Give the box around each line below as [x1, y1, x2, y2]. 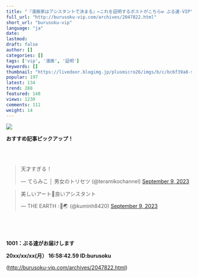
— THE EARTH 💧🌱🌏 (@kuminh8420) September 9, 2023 [20, 203, 158, 210]
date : [6, 31, 19, 37]
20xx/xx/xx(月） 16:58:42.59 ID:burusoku [6, 252, 111, 259]
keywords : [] [6, 63, 38, 70]
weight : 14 [6, 107, 33, 113]
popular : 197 [6, 74, 38, 80]
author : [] [6, 47, 33, 53]
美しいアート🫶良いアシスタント [20, 190, 96, 197]
